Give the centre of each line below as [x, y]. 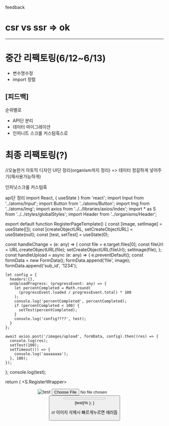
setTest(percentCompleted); [48, 310]
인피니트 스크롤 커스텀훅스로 [40, 133]
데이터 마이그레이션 [31, 127]
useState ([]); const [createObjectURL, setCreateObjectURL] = [69, 229]
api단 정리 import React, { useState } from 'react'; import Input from [75, 197]
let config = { [21, 275]
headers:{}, [22, 279]
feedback [15, 7]
